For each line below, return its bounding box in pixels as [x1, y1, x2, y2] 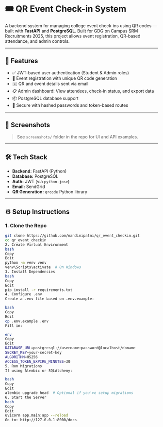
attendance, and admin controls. [5, 38, 70, 44]
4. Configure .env [5, 292, 42, 297]
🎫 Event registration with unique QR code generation [12, 75, 117, 81]
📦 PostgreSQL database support [12, 95, 79, 101]
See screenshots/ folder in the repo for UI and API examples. [16, 134, 138, 139]
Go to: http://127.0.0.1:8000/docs [5, 418, 77, 423]
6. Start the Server [5, 395, 47, 400]
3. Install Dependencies [5, 270, 55, 274]
